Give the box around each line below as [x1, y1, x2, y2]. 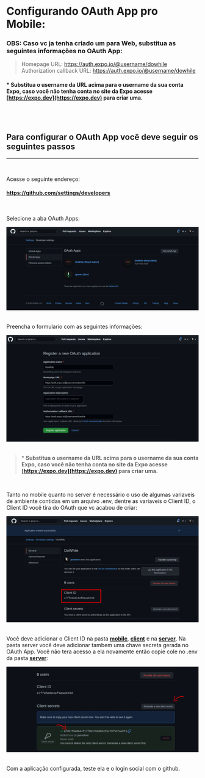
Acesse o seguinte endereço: [6, 175, 81, 183]
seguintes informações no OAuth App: [6, 47, 123, 56]
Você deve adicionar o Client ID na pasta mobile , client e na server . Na [6, 635, 186, 642]
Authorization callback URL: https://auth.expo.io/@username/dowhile [21, 67, 196, 75]
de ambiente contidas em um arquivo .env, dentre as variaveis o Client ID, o [6, 497, 196, 505]
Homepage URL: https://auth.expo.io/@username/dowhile [21, 61, 168, 68]
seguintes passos [6, 142, 75, 152]
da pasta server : [6, 655, 49, 662]
